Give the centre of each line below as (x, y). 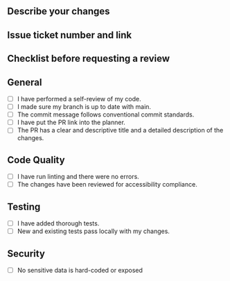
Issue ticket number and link (70, 35)
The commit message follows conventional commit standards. (106, 114)
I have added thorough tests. (58, 223)
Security (26, 254)
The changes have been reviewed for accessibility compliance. (107, 185)
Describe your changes (59, 11)
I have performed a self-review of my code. (79, 99)
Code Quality (36, 160)
